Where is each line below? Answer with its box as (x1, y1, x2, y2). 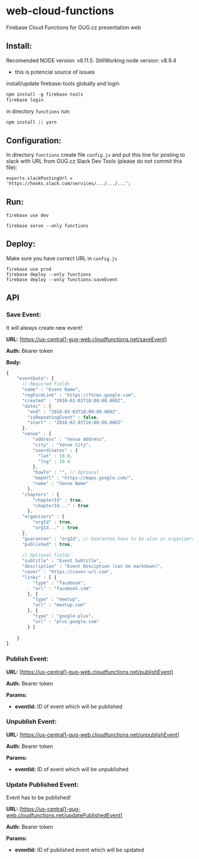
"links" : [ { (21, 574, 57, 580)
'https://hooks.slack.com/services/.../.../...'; (6, 181, 131, 187)
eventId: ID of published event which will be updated (14, 847, 144, 854)
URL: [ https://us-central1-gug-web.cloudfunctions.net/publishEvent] (6, 668, 174, 675)
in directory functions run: (6, 108, 71, 115)
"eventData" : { (17, 375, 54, 381)
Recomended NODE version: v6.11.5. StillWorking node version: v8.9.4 (6, 56, 176, 64)
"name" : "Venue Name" (32, 481, 89, 487)
